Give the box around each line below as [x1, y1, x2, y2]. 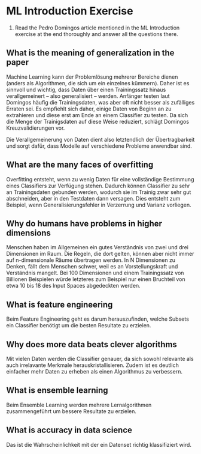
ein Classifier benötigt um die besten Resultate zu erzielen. [6, 322, 151, 329]
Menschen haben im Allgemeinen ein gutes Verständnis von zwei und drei [6, 244, 188, 251]
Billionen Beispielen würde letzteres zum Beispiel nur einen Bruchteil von [6, 276, 185, 283]
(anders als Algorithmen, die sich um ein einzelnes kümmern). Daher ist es [6, 79, 190, 86]
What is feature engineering [6, 299, 113, 310]
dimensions [6, 228, 51, 238]
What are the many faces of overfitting [6, 160, 154, 170]
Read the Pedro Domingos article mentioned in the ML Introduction [14, 24, 180, 31]
